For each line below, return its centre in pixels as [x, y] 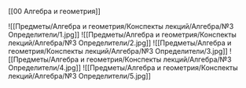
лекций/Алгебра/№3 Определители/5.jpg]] [80, 76]
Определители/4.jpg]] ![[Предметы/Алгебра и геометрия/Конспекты [123, 68]
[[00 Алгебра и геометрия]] [54, 11]
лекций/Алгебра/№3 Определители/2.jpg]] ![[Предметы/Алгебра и [120, 43]
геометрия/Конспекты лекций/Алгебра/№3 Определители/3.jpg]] [118, 51]
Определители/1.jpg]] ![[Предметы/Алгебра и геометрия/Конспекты [123, 35]
